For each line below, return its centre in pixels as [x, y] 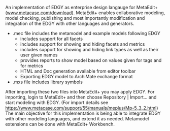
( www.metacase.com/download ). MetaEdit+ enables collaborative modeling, [85, 13]
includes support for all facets [51, 39]
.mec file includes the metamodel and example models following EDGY [87, 33]
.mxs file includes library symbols [47, 82]
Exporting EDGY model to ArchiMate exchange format [76, 76]
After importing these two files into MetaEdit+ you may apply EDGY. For [80, 92]
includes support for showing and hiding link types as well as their [89, 50]
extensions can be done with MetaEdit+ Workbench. [60, 124]
